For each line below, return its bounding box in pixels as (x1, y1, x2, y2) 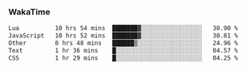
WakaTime (8, 6, 50, 17)
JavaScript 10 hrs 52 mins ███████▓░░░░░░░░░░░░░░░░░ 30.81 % (8, 32, 239, 40)
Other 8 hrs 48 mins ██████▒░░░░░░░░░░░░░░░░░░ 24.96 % (8, 39, 239, 48)
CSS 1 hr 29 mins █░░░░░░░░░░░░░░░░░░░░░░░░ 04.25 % (8, 54, 239, 62)
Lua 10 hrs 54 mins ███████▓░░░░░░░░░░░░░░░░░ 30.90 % (8, 25, 239, 33)
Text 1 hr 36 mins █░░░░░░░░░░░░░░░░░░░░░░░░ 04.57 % (8, 46, 239, 54)
